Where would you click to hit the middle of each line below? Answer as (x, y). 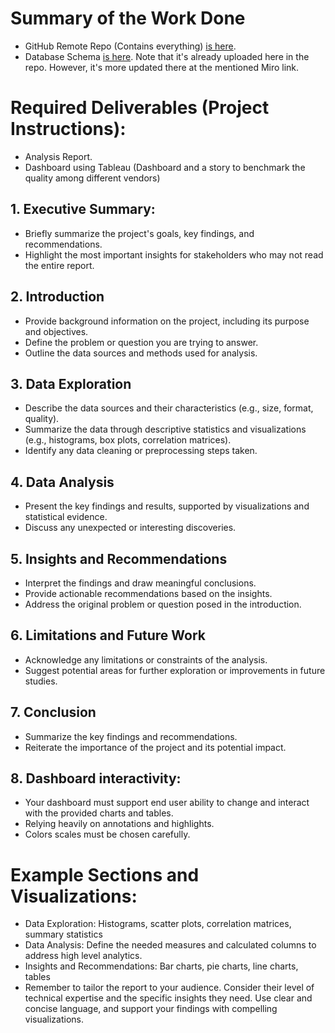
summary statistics (63, 934)
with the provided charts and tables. (99, 813)
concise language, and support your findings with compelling (151, 1009)
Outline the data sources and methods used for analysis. (141, 353)
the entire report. (59, 265)
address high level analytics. (83, 956)
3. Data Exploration (71, 383)
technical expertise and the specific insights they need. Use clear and (168, 998)
